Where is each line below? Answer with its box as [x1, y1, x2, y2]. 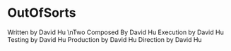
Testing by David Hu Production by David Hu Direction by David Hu [7, 35, 203, 43]
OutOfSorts [7, 5, 76, 21]
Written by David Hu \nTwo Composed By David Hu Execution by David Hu [7, 28, 224, 36]
